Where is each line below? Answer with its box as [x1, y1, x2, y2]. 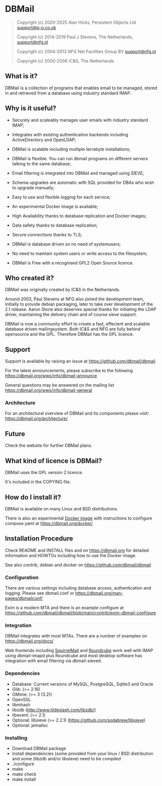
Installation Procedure [5, 535, 74, 543]
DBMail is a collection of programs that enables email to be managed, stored [5, 85, 157, 91]
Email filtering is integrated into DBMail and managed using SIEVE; [12, 170, 144, 176]
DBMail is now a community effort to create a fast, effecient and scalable [5, 321, 150, 327]
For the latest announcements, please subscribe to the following [5, 368, 133, 374]
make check [12, 771, 37, 777]
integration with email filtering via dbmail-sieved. [5, 658, 103, 664]
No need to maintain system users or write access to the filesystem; [12, 250, 148, 256]
